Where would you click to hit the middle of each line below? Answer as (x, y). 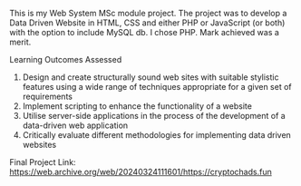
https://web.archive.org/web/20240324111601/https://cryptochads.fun (141, 172)
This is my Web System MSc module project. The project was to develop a (148, 13)
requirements (47, 96)
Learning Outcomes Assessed (66, 59)
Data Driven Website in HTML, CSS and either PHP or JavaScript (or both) (147, 23)
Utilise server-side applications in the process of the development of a (154, 116)
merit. (20, 42)
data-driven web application (75, 125)
